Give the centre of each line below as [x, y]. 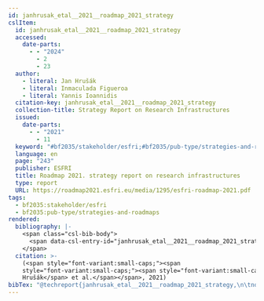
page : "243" [35, 161]
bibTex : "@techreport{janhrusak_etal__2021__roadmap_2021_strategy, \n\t [130, 285]
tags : [17, 198]
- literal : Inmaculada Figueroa [75, 88]
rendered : [24, 219]
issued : [28, 118]
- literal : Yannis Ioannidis [70, 96]
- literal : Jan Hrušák [59, 81]
